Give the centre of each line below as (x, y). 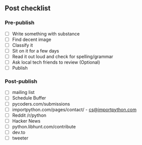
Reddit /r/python (29, 115)
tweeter (20, 138)
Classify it (23, 45)
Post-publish (21, 81)
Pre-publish (20, 23)
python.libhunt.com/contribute (44, 126)
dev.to (19, 132)
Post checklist (28, 8)
